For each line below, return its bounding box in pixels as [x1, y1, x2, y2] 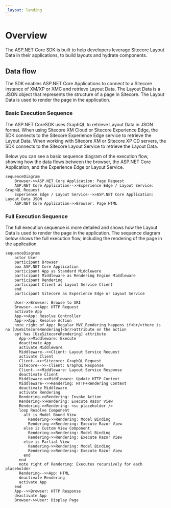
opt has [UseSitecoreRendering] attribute [14, 331, 106, 337]
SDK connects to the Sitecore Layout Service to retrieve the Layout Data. [5, 143, 158, 149]
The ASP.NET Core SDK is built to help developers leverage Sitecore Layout [5, 47, 164, 53]
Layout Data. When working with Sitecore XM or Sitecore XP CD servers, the [5, 138, 166, 144]
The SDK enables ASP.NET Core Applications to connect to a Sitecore [5, 81, 152, 87]
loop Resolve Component [18, 407, 70, 413]
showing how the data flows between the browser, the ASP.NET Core [5, 159, 151, 165]
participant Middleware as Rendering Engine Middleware [14, 273, 136, 278]
